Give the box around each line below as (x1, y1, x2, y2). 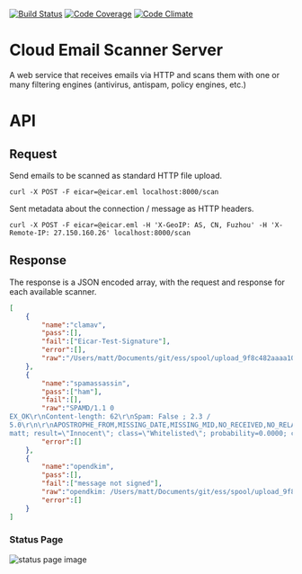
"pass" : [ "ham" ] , (41, 387, 102, 396)
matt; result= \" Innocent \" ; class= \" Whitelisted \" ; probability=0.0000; (9, 428, 288, 437)
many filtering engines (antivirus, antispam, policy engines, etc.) (9, 79, 247, 90)
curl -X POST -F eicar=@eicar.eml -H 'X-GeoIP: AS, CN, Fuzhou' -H (9, 220, 268, 229)
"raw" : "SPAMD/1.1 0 (41, 404, 115, 413)
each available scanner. (9, 286, 97, 296)
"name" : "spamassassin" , (41, 378, 130, 388)
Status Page (9, 534, 64, 546)
